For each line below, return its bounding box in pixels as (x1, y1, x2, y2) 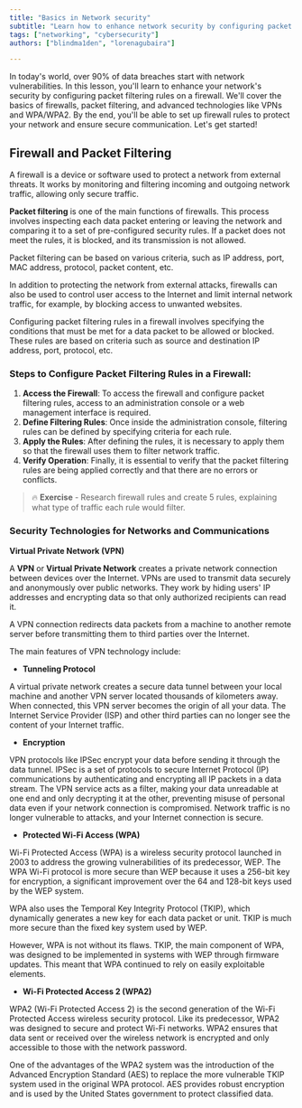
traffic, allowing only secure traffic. (9, 189, 140, 200)
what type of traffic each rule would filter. (31, 502, 187, 513)
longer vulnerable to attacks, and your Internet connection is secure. (9, 812, 264, 822)
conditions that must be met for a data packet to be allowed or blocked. (9, 326, 275, 337)
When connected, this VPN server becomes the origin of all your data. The (9, 700, 287, 710)
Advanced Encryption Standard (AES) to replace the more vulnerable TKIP (9, 1068, 286, 1080)
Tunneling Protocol (22, 663, 96, 674)
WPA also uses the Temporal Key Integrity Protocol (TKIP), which (9, 903, 251, 914)
